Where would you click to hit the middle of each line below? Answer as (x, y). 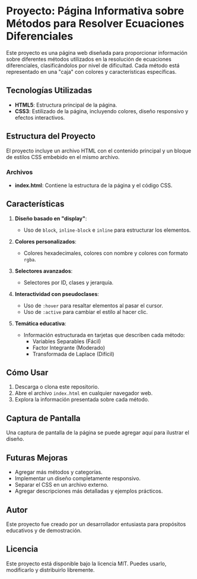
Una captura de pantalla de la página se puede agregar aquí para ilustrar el (98, 432)
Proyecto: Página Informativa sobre (95, 11)
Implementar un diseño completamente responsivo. (78, 478)
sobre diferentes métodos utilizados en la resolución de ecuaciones (89, 59)
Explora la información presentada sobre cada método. (82, 400)
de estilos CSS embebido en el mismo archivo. (63, 157)
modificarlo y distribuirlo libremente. (50, 569)
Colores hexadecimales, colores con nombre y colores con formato (106, 253)
